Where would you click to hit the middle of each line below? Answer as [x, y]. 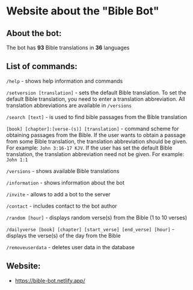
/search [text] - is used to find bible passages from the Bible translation [97, 117]
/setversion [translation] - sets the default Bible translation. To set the [96, 92]
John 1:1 [17, 160]
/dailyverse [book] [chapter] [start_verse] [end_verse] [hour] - [90, 229]
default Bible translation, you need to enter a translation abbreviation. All [96, 99]
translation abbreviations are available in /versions [69, 105]
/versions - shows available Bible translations [63, 171]
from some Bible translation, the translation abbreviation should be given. [97, 141]
